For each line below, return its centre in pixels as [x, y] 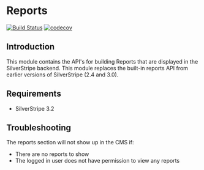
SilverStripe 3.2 [35, 108]
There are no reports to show [52, 154]
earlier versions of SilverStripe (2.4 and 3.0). [62, 75]
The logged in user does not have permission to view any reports [97, 161]
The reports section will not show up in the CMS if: [70, 142]
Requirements [34, 94]
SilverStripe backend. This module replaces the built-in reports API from [97, 68]
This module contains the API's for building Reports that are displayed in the [102, 61]
